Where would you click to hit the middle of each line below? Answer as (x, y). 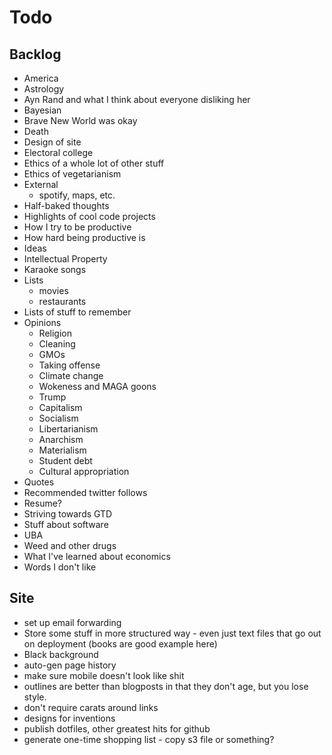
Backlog (35, 54)
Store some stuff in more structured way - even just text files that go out (172, 633)
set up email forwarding (72, 622)
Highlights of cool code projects (89, 216)
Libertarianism (68, 429)
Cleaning (57, 344)
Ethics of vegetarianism (72, 174)
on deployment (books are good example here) (120, 643)
